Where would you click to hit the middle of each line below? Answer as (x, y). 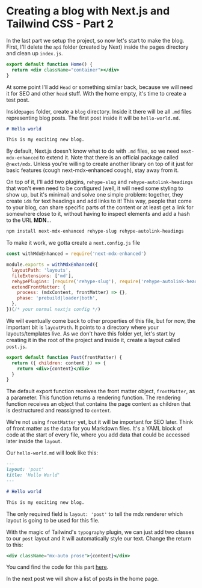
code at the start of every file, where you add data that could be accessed (98, 435)
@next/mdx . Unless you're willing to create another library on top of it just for (100, 164)
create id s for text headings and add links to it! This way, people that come (99, 201)
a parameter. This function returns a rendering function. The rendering (93, 397)
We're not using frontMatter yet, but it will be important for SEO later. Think (100, 422)
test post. (18, 100)
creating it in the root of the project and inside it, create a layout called (93, 340)
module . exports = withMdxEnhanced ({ (52, 265)
